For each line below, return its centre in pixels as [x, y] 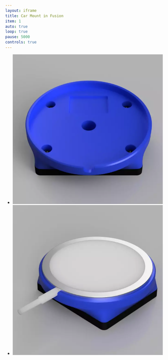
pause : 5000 [17, 37]
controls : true [21, 42]
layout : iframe [21, 10]
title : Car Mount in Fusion [34, 16]
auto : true [16, 26]
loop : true [16, 32]
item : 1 [13, 21]
